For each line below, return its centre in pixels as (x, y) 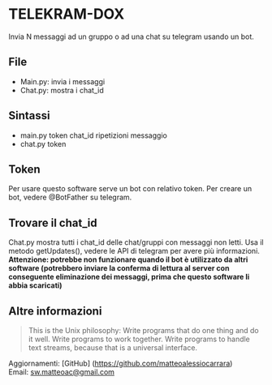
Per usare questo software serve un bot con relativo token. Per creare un (130, 189)
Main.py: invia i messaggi (63, 81)
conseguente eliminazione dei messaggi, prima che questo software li (129, 277)
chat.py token (43, 143)
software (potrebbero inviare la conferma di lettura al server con (119, 268)
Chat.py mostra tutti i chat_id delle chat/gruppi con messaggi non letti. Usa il (136, 242)
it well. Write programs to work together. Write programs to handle (139, 339)
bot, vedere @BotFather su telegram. (70, 197)
